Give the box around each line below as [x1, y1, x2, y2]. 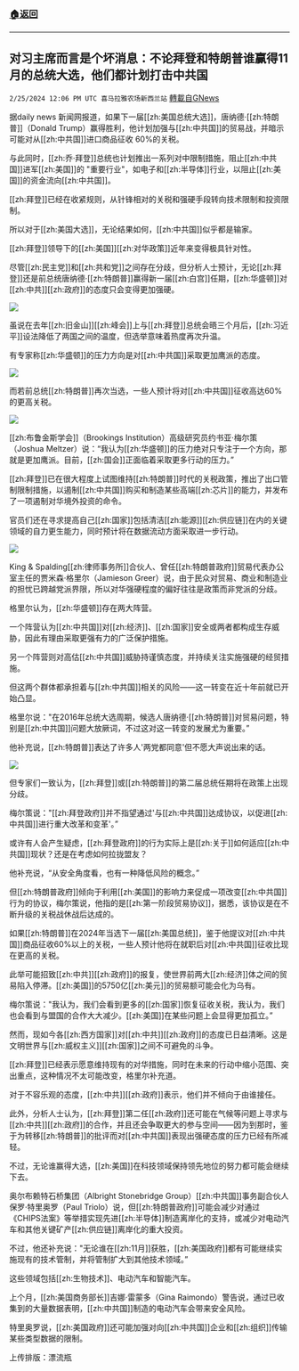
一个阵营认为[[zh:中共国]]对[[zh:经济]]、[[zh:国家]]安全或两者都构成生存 [9, 622, 272, 632]
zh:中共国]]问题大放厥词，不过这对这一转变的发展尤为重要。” [30, 723, 250, 734]
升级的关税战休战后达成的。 [16, 909, 118, 919]
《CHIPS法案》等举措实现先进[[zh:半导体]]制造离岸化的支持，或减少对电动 [9, 1213, 282, 1224]
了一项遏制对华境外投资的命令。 [9, 496, 126, 507]
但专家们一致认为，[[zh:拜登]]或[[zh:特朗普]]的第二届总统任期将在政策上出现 [9, 778, 288, 788]
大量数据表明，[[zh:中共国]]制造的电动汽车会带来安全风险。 [32, 1303, 251, 1314]
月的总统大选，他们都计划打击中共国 [9, 67, 208, 82]
